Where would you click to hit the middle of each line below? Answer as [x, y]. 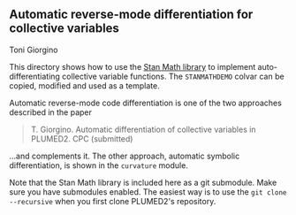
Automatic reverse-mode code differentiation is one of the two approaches [146, 103]
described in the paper [51, 112]
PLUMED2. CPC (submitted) [82, 138]
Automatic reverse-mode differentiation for [131, 15]
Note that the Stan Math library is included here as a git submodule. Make [143, 182]
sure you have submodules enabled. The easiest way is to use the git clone [148, 192]
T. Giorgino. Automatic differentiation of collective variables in [143, 129]
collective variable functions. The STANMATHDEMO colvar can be [173, 76]
